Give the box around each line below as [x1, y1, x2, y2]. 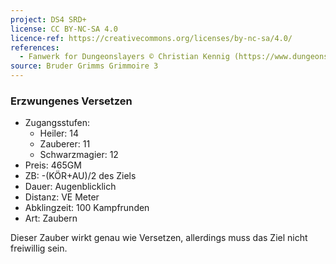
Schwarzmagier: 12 [39, 149, 119, 161]
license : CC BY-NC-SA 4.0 [10, 24, 118, 34]
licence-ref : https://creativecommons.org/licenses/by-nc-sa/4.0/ [10, 33, 293, 43]
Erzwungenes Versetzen [10, 94, 133, 108]
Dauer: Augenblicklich [24, 181, 117, 193]
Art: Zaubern [24, 212, 78, 225]
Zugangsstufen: [24, 117, 91, 129]
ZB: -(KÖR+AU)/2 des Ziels [24, 170, 137, 182]
